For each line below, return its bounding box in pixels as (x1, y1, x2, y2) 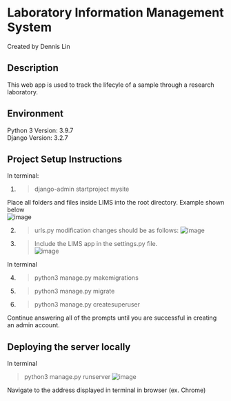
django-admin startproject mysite (34, 185, 130, 194)
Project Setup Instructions (7, 153, 123, 165)
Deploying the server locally (7, 341, 131, 353)
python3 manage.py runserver (23, 373, 111, 381)
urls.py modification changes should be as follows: (34, 226, 179, 235)
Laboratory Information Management (7, 5, 224, 21)
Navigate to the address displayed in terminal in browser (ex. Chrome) (7, 386, 206, 394)
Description (7, 62, 59, 74)
